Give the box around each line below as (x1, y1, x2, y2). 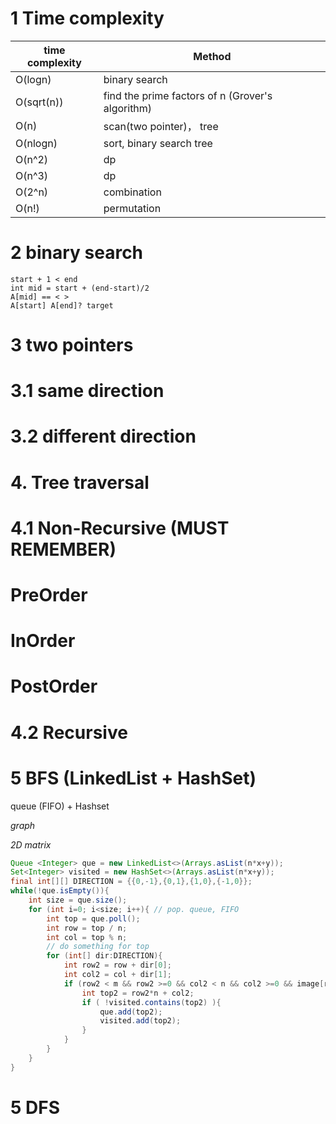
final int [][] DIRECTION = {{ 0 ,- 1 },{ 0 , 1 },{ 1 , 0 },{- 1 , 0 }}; (10, 877, 253, 887)
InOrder (10, 630, 76, 652)
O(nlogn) (15, 136, 58, 150)
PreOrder (10, 584, 88, 606)
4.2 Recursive (10, 721, 128, 744)
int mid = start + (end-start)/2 (10, 283, 150, 293)
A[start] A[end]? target (10, 300, 114, 311)
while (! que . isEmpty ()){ (10, 886, 110, 896)
